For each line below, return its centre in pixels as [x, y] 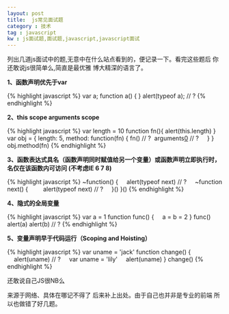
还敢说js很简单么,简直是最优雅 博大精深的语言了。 [77, 68]
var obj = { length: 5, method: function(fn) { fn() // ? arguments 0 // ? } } [110, 138]
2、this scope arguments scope [53, 118]
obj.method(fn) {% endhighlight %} [57, 146]
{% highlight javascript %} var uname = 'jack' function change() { [99, 252]
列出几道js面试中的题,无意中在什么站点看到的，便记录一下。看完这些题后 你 [113, 60]
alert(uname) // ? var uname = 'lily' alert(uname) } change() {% [108, 259]
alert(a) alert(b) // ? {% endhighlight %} [62, 224]
